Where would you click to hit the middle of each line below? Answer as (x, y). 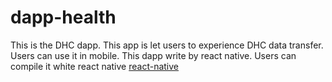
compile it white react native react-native (95, 66)
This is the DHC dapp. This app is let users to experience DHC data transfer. (167, 45)
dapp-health (63, 17)
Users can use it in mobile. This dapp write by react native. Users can (153, 55)
